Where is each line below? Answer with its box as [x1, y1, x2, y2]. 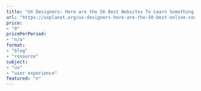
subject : [6, 59, 28, 65]
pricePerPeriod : [6, 31, 47, 37]
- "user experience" [6, 70, 58, 76]
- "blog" [6, 48, 28, 54]
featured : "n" [6, 75, 42, 81]
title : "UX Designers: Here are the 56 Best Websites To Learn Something [6, 8, 194, 15]
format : [6, 43, 26, 48]
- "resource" [6, 53, 39, 59]
